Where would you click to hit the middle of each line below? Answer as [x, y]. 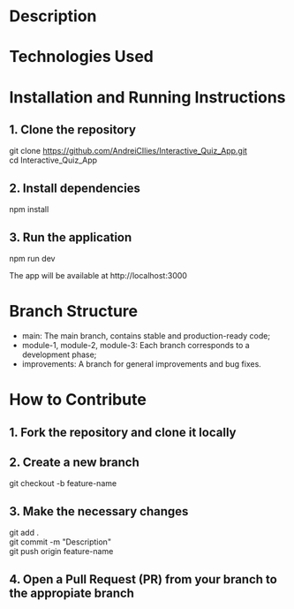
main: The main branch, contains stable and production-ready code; [146, 335]
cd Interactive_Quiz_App [53, 160]
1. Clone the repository [73, 129]
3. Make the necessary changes [99, 511]
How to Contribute [78, 400]
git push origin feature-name [61, 552]
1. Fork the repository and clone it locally [123, 432]
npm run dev [32, 259]
